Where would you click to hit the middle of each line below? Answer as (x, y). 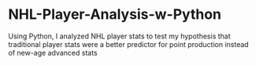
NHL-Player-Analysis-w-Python (115, 14)
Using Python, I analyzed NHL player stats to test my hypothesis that (119, 36)
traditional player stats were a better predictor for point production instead (129, 44)
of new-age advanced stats (53, 52)
